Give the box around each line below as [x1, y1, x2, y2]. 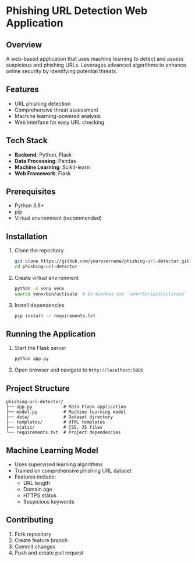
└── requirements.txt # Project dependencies [6, 429, 121, 436]
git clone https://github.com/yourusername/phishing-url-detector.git [14, 258, 190, 264]
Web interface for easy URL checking [14, 119, 105, 126]
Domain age [23, 485, 52, 492]
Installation [6, 231, 48, 241]
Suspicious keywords [23, 498, 75, 505]
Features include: [14, 473, 56, 480]
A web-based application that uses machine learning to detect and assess [6, 55, 184, 62]
